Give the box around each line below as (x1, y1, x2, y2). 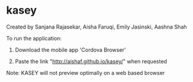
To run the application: (6, 34, 62, 42)
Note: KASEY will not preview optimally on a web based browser (6, 69, 165, 76)
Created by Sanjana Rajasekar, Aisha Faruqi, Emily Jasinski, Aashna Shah (6, 23, 187, 30)
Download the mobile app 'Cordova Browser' (14, 46, 126, 53)
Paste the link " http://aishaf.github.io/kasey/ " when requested (14, 58, 167, 65)
